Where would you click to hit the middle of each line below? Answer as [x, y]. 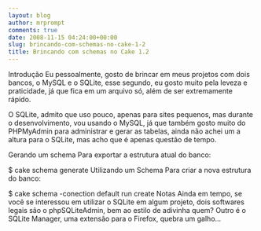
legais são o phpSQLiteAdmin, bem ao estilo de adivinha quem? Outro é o [127, 210]
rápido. [20, 99]
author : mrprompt [37, 23]
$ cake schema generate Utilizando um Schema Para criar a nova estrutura [130, 170]
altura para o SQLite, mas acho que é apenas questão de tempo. [112, 139]
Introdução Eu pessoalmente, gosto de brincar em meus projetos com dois [129, 74]
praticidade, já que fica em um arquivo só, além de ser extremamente [121, 91]
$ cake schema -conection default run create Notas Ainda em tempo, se [125, 194]
